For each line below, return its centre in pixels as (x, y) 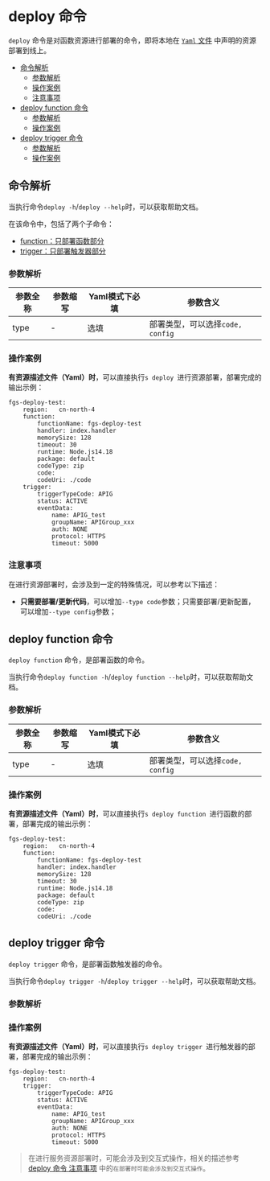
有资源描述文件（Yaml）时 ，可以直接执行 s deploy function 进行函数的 (127, 814)
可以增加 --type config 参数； (68, 611)
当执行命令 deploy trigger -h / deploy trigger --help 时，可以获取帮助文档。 (135, 981)
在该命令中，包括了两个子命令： (61, 224)
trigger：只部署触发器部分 (63, 251)
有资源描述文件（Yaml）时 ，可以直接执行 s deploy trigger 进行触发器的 (129, 1047)
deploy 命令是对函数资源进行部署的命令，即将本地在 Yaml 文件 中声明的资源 (133, 40)
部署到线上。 (29, 50)
